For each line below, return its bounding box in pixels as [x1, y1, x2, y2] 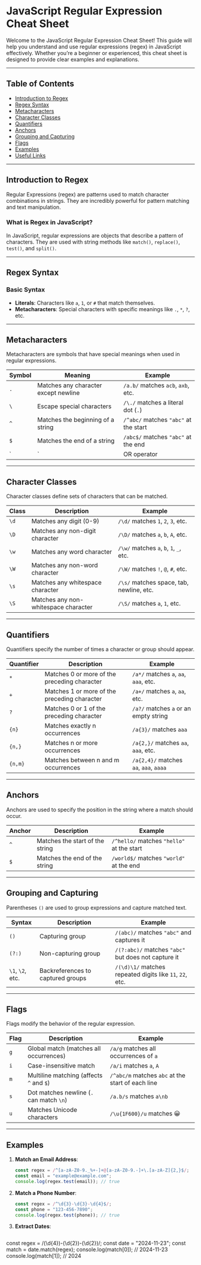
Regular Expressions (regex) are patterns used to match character [6, 190, 169, 198]
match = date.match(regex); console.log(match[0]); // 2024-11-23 [6, 1246, 168, 1253]
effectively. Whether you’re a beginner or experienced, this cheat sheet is [6, 49, 187, 56]
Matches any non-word [31, 561, 98, 570]
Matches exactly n [44, 721, 96, 729]
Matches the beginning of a [36, 416, 115, 424]
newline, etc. [118, 586, 154, 594]
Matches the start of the [36, 837, 105, 845]
